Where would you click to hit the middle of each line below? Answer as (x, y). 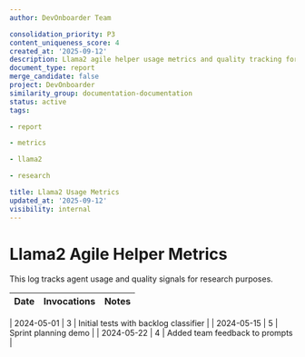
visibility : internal (50, 209)
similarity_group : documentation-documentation (101, 93)
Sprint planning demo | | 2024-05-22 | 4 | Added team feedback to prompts (151, 333)
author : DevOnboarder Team (60, 18)
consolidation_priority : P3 (63, 34)
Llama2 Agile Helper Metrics (119, 254)
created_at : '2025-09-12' (58, 51)
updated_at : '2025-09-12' (58, 201)
